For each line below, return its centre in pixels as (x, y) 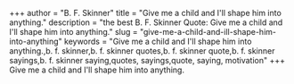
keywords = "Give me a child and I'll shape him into (158, 41)
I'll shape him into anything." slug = (73, 32)
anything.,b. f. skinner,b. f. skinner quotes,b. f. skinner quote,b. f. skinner (142, 51)
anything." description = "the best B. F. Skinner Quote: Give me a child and (146, 22)
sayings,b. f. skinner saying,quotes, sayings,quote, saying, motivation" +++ (147, 60)
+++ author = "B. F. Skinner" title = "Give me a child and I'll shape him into (146, 13)
